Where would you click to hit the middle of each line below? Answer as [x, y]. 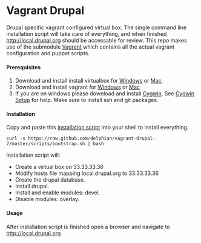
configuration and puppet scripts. [48, 53]
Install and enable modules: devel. [58, 193]
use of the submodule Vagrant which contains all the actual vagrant [90, 47]
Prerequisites [24, 67]
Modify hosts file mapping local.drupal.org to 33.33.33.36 [87, 173]
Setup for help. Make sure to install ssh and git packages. [87, 100]
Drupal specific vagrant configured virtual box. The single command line [96, 27]
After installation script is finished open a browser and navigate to [88, 227]
